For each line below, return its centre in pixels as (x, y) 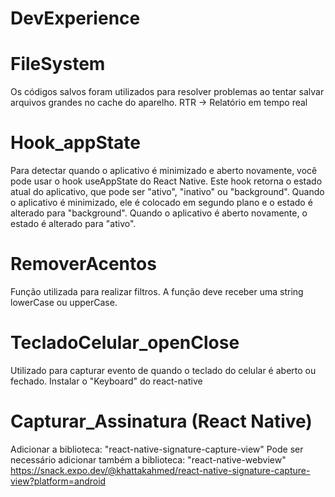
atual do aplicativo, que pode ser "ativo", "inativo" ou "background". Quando (167, 192)
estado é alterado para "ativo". (73, 224)
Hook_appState (76, 143)
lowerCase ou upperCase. (64, 302)
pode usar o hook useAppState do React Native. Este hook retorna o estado (166, 181)
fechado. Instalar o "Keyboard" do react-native (106, 381)
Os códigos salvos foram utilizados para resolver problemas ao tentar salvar (167, 92)
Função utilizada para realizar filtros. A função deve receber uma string (157, 291)
